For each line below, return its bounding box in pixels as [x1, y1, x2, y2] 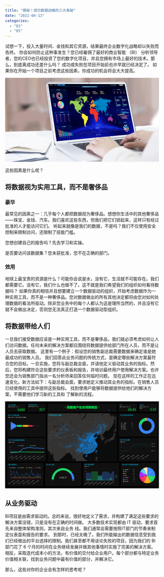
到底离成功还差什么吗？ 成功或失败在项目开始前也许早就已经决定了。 [13, 62, 152, 68]
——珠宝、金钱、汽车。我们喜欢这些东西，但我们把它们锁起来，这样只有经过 [5, 217, 159, 223]
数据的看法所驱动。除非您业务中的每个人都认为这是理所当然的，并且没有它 [9, 300, 159, 306]
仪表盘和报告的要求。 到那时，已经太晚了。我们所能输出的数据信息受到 [9, 531, 152, 537]
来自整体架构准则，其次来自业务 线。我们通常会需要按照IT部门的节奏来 [9, 525, 151, 531]
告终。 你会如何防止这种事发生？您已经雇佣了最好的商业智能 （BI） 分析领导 [5, 50, 158, 55]
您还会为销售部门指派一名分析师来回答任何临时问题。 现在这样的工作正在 [5, 373, 152, 378]
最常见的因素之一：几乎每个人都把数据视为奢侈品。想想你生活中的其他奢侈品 [5, 211, 159, 217]
